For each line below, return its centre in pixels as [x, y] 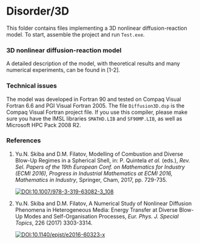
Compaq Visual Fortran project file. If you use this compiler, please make [97, 112]
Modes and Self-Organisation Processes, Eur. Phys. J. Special [101, 216]
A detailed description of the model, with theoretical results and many [93, 64]
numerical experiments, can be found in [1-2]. [63, 70]
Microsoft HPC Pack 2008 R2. [44, 125]
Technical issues [32, 86]
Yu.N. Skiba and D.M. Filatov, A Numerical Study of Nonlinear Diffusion [103, 203]
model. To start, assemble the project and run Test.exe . [75, 34]
